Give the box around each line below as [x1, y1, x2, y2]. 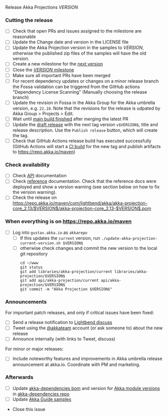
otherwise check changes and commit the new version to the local [20, 245, 157, 251]
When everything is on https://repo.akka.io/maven [5, 218, 132, 225]
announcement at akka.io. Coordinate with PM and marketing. [12, 361, 140, 367]
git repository [20, 250, 48, 257]
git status [20, 265, 43, 270]
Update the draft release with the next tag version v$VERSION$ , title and [12, 121, 158, 127]
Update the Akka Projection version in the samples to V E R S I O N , [12, 45, 144, 51]
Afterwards [5, 374, 34, 381]
